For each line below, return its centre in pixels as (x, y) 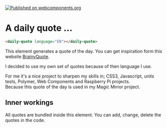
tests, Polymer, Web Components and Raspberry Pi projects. (68, 81)
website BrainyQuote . (27, 56)
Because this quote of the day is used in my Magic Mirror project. (73, 87)
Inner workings (29, 103)
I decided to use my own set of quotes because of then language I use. (78, 66)
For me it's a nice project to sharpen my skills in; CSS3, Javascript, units (80, 76)
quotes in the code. (25, 120)
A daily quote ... (39, 28)
